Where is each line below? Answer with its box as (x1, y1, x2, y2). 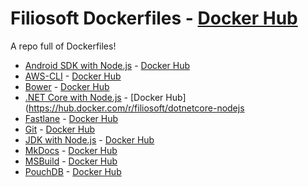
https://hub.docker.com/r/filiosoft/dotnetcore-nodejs (28, 102, 245, 114)
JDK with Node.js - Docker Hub (24, 133, 155, 146)
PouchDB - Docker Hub (24, 165, 122, 177)
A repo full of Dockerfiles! (10, 40, 117, 52)
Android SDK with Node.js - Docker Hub (24, 59, 191, 71)
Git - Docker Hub (24, 123, 96, 135)
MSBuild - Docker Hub (24, 155, 118, 167)
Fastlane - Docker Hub (24, 112, 119, 124)
